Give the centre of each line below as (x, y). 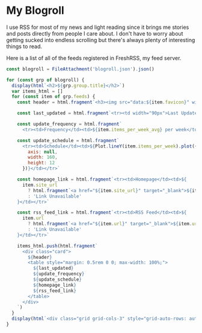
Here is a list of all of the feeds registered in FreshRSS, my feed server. (94, 58)
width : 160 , (43, 157)
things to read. (24, 46)
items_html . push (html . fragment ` (57, 246)
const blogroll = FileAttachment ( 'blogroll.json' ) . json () (80, 69)
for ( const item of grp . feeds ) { (54, 97)
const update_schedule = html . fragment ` (68, 140)
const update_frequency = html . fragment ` (69, 124)
